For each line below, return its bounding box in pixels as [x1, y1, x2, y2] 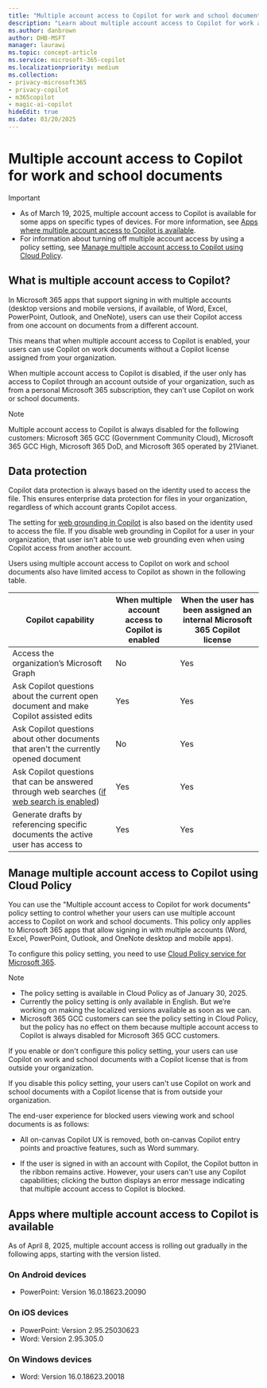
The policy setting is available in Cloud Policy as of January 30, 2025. [19, 989, 248, 998]
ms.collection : [8, 71, 59, 79]
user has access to [12, 839, 83, 850]
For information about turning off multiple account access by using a [19, 233, 245, 243]
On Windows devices [8, 1354, 92, 1365]
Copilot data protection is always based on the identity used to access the [8, 485, 251, 495]
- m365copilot [8, 93, 56, 101]
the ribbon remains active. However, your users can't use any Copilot [19, 1167, 246, 1177]
